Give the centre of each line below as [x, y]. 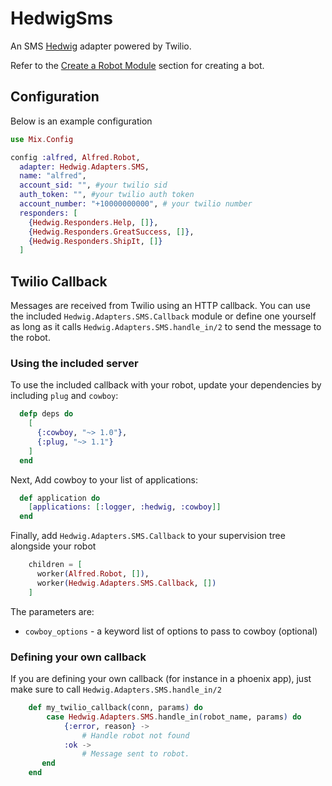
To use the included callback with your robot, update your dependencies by [166, 385]
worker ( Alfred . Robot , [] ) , [93, 574]
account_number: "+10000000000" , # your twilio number [136, 204]
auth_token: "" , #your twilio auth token [107, 195]
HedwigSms [61, 18]
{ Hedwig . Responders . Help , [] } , [93, 222]
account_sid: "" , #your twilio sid [93, 185]
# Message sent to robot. [135, 754]
